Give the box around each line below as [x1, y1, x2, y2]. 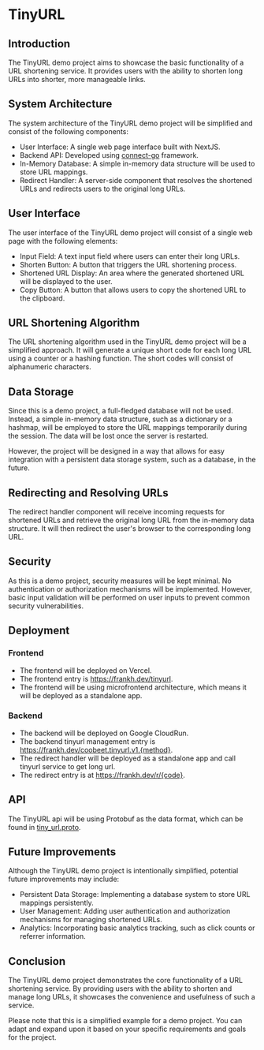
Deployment [8, 624, 70, 637]
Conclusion [8, 955, 66, 968]
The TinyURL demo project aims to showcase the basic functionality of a [8, 58, 244, 67]
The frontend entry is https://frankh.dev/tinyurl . [19, 674, 173, 683]
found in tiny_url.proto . [8, 822, 81, 831]
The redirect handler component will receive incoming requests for [8, 507, 225, 517]
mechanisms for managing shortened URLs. [19, 915, 163, 925]
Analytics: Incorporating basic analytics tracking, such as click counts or [19, 923, 255, 932]
